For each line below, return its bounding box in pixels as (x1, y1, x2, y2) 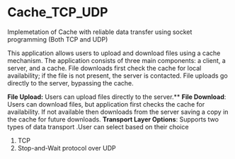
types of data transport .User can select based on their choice (7, 122, 189, 131)
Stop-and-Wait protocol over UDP (17, 143, 117, 152)
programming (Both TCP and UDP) (7, 35, 108, 43)
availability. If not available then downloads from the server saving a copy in (7, 107, 229, 116)
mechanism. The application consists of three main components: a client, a (7, 56, 227, 64)
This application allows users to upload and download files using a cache (7, 49, 221, 57)
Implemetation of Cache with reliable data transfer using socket (7, 28, 193, 36)
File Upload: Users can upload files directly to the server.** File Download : (7, 93, 227, 101)
